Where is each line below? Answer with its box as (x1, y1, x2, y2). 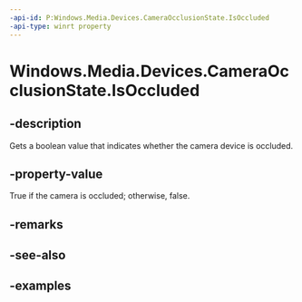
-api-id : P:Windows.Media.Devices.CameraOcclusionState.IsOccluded (9, 13, 270, 23)
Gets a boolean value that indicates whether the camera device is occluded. (9, 140, 294, 151)
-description (9, 116, 82, 132)
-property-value (9, 166, 103, 181)
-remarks (9, 217, 63, 232)
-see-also (9, 248, 66, 263)
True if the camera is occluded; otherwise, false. (9, 190, 190, 201)
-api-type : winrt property (9, 22, 112, 31)
